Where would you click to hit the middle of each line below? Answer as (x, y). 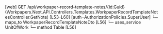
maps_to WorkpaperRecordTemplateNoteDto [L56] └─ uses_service (73, 22)
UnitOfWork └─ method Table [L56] (41, 27)
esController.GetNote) (27, 17)
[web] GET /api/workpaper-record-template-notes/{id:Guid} (65, 7)
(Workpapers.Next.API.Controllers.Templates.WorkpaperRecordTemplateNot (81, 12)
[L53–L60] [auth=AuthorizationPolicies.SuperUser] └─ (104, 17)
